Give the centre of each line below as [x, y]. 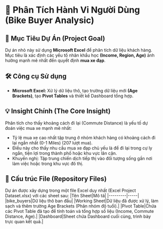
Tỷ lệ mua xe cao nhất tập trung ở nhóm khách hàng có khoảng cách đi [84, 137]
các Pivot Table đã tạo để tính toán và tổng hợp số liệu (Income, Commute [80, 211]
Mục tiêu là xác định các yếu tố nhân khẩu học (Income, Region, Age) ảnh [80, 55]
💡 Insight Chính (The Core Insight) [58, 111]
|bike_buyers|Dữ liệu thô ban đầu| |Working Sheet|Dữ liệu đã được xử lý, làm [82, 201]
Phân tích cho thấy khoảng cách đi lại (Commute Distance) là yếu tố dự [76, 123]
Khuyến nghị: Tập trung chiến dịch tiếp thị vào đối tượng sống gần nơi [82, 158]
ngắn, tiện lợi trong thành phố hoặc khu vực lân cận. [64, 153]
